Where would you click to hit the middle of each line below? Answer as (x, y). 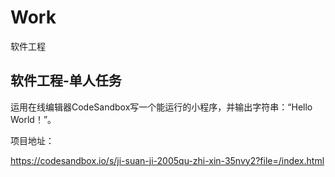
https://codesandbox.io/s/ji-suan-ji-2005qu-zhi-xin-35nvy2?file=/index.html (167, 160)
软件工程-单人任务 (66, 81)
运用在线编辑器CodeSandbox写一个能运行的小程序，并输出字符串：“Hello (161, 107)
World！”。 (33, 119)
